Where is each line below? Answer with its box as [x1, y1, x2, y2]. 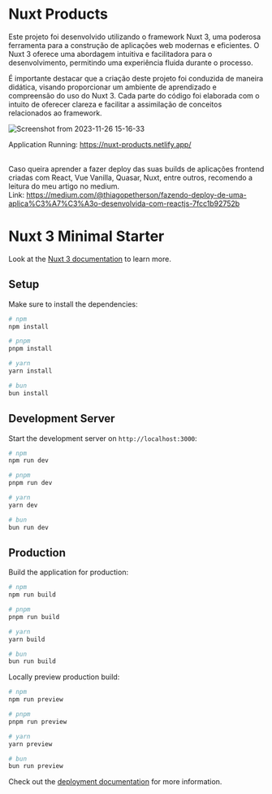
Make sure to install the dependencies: [8, 299, 138, 309]
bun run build [8, 657, 57, 665]
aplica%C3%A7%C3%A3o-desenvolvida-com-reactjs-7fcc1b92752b [8, 198, 240, 208]
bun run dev [8, 523, 49, 531]
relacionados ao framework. [8, 107, 103, 118]
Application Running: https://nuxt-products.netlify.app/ [8, 139, 192, 149]
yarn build [8, 635, 45, 643]
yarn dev [8, 501, 38, 509]
